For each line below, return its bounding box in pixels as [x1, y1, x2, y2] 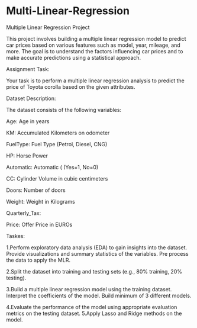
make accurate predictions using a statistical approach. [6, 54, 141, 61]
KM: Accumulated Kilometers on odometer [6, 129, 110, 136]
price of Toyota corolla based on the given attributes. [6, 83, 135, 90]
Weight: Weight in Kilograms [6, 198, 75, 205]
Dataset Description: [6, 95, 56, 102]
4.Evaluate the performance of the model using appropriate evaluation [6, 303, 177, 310]
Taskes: [6, 232, 25, 239]
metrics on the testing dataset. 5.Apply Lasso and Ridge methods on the [6, 310, 182, 317]
